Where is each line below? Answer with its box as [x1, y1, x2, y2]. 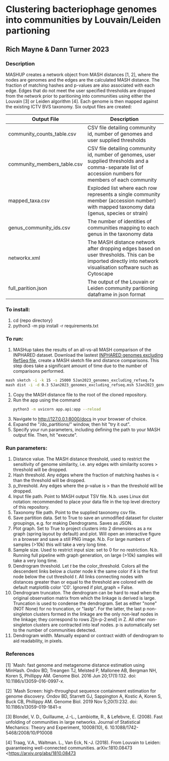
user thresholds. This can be [87, 251, 155, 258]
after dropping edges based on [87, 245, 161, 252]
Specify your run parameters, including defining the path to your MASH [13, 427, 160, 433]
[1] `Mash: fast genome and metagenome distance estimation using [6, 662, 145, 668]
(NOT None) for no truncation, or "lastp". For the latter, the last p [13, 606, 146, 612]
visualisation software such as [87, 263, 159, 270]
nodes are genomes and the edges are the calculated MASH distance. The [6, 77, 160, 83]
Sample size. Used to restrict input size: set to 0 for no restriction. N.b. [13, 547, 158, 553]
